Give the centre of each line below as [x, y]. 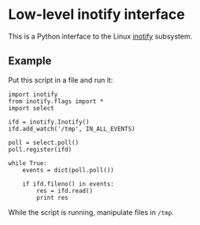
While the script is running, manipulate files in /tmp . [91, 212]
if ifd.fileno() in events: [68, 184]
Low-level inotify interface [96, 15]
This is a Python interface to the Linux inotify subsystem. [100, 36]
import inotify [33, 94]
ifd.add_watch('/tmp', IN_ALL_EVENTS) [72, 129]
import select [31, 108]
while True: [28, 163]
